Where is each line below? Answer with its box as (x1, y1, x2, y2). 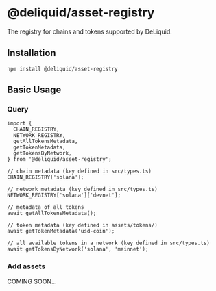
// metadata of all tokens (7, 204, 84, 211)
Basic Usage (7, 84, 62, 96)
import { (7, 120, 32, 127)
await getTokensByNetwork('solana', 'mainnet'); (7, 246, 149, 253)
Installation (7, 47, 56, 59)
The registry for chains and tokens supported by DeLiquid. (7, 27, 173, 36)
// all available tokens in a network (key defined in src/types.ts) (7, 240, 211, 247)
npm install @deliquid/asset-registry (7, 65, 118, 73)
